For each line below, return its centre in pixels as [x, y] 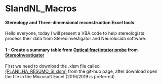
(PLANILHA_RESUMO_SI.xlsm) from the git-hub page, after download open [81, 71]
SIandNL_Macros [41, 9]
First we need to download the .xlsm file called [52, 66]
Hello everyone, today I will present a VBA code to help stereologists [75, 33]
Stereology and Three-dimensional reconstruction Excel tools [70, 22]
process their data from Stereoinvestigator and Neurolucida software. [76, 39]
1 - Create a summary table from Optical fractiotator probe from [72, 50]
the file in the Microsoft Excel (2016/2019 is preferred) [60, 76]
